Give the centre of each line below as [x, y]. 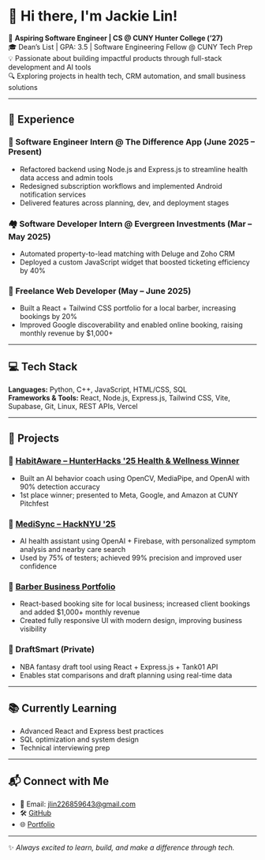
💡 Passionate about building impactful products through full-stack [115, 58]
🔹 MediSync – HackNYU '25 [62, 524]
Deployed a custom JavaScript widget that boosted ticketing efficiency [134, 262]
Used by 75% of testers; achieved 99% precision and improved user [131, 558]
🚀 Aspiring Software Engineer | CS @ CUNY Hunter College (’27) [116, 38]
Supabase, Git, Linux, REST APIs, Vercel [73, 407]
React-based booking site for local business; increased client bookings [135, 604]
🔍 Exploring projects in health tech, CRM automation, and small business [127, 76]
